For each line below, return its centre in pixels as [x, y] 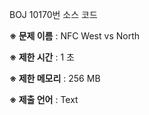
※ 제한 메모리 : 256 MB [55, 78]
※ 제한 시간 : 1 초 [42, 57]
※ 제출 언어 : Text [44, 99]
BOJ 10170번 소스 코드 [53, 14]
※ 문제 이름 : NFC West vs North [75, 36]
